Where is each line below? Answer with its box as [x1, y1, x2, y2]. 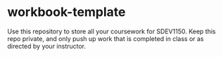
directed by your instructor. [7, 42, 87, 50]
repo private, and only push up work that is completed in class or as [7, 34, 204, 42]
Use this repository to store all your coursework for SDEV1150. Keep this [7, 27, 216, 35]
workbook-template [7, 4, 126, 20]
